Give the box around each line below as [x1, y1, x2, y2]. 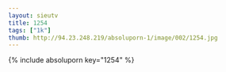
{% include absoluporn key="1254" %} [8, 55, 135, 65]
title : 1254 [8, 19, 48, 27]
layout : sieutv [8, 11, 59, 20]
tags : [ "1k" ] [8, 26, 52, 34]
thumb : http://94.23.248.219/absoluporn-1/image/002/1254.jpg [8, 33, 218, 42]
